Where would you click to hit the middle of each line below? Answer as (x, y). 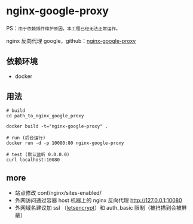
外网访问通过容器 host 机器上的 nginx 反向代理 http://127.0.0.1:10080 (98, 200)
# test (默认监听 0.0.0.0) (38, 154)
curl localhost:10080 (33, 160)
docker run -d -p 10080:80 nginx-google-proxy (65, 143)
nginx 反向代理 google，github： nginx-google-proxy (71, 41)
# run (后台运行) (26, 138)
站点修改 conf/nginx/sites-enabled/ (58, 193)
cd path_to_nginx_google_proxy (45, 116)
